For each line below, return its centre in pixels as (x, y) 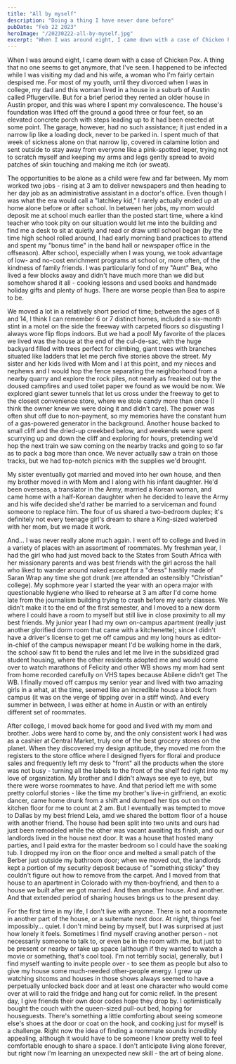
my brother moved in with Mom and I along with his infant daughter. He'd (113, 482)
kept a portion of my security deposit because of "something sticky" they (113, 868)
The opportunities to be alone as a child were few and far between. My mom (118, 178)
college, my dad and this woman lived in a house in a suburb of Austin (109, 90)
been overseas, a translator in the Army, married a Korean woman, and (110, 489)
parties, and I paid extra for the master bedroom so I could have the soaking (117, 845)
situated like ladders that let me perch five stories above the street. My (110, 357)
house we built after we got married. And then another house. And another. (116, 890)
